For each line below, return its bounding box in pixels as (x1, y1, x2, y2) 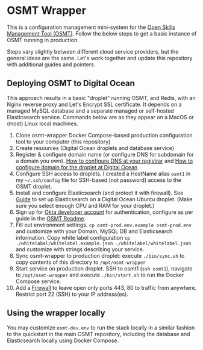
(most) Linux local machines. (7, 120, 78, 127)
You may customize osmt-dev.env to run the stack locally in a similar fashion (7, 323, 195, 331)
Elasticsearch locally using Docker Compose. (7, 337, 119, 344)
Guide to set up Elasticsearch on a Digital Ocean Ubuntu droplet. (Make (15, 195, 193, 202)
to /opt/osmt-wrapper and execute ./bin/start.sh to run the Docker (15, 271, 184, 278)
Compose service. (15, 278, 61, 285)
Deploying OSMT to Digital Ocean (7, 78, 135, 89)
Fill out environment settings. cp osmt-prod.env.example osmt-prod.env (15, 221, 192, 228)
